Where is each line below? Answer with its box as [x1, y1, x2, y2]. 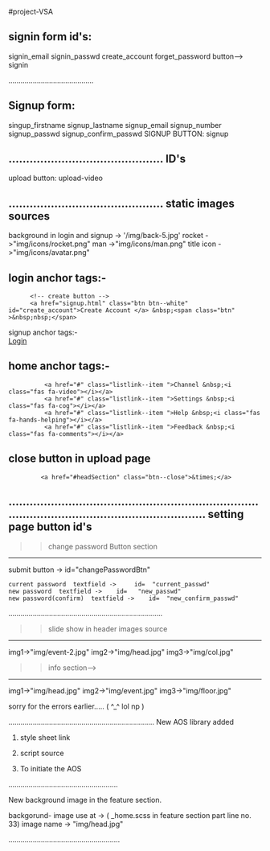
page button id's [8, 520, 92, 534]
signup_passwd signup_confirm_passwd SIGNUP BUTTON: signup [8, 129, 229, 138]
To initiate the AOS [19, 763, 82, 773]
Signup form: [8, 99, 76, 113]
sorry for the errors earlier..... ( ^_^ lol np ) [8, 701, 145, 711]
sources [8, 209, 51, 223]
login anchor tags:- [8, 271, 107, 285]
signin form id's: [8, 30, 92, 43]
